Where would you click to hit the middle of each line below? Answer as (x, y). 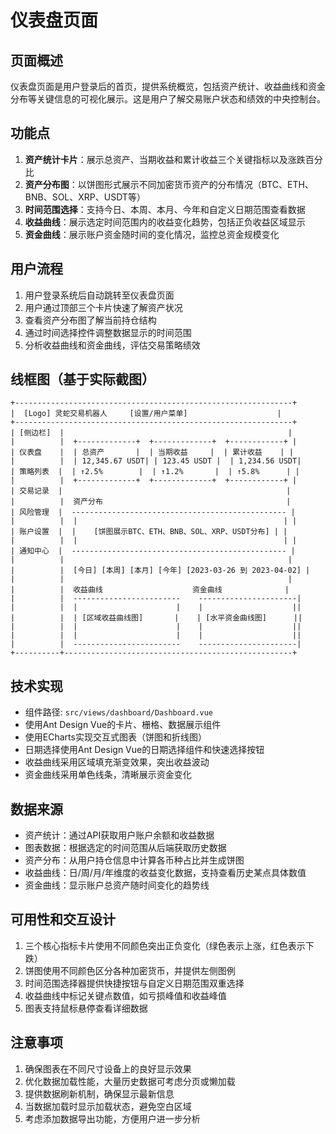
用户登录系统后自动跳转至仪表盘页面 (99, 295)
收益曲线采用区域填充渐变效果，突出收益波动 (117, 762)
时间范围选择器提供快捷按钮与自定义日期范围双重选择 (134, 983)
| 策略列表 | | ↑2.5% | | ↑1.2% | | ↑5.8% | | (155, 472)
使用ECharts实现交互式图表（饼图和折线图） (115, 737)
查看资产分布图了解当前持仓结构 (90, 320)
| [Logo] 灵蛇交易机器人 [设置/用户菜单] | (146, 414)
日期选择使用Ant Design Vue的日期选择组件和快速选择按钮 (144, 750)
